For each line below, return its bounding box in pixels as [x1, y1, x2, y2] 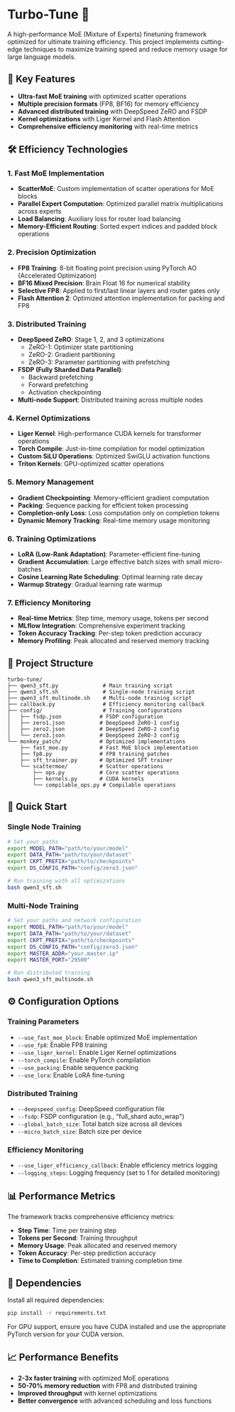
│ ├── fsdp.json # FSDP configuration [7, 713, 163, 721]
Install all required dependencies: [7, 1296, 105, 1304]
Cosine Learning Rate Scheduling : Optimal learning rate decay [17, 572, 203, 581]
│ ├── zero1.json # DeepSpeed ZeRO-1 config [7, 720, 180, 727]
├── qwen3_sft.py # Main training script [7, 682, 173, 689]
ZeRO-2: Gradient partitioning [28, 351, 116, 359]
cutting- [200, 37, 224, 45]
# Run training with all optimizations [7, 877, 126, 885]
